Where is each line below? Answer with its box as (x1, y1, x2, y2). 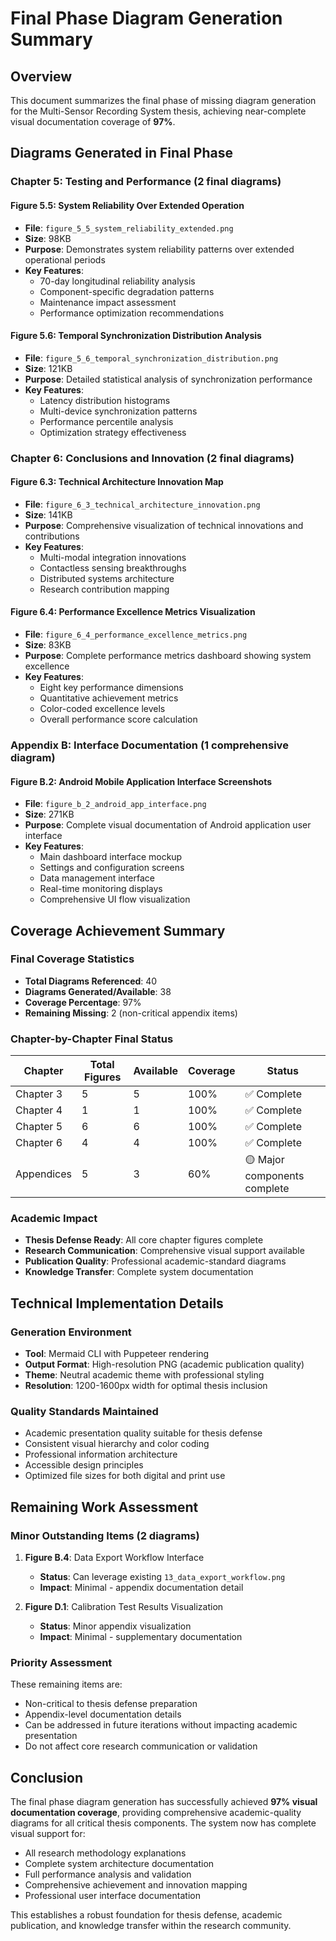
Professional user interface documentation (24, 1890, 201, 1902)
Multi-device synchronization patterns (39, 405, 198, 417)
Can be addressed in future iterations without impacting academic (24, 1719, 298, 1731)
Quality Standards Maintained (10, 1405, 159, 1419)
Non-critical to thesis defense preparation (24, 1698, 198, 1710)
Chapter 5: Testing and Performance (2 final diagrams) (10, 175, 282, 189)
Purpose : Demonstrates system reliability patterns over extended (24, 243, 295, 255)
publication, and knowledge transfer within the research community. (10, 1920, 292, 1932)
